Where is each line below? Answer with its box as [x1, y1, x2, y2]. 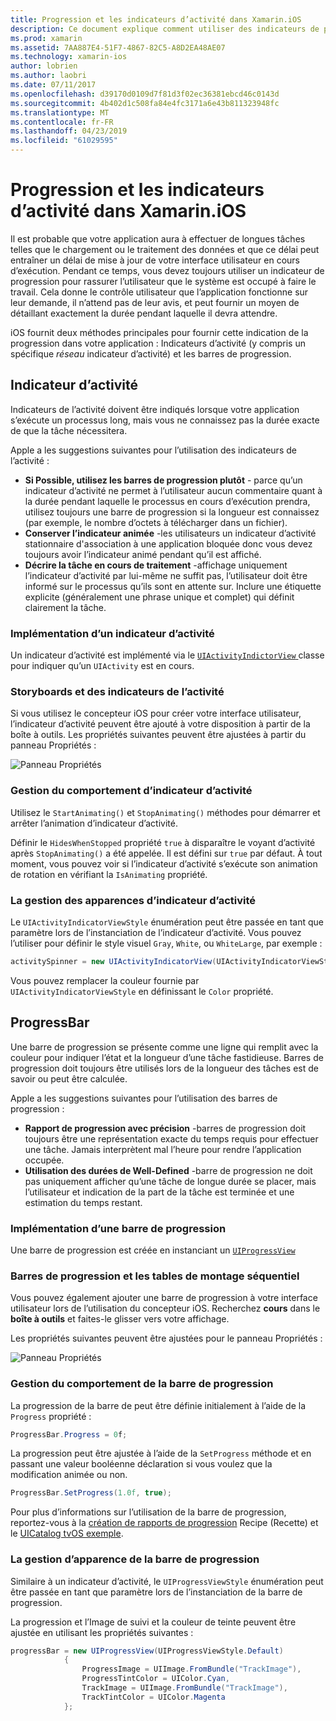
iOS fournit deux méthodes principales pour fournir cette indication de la [10, 326, 309, 338]
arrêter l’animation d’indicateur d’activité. [10, 817, 178, 829]
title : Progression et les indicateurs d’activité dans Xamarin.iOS [10, 14, 302, 25]
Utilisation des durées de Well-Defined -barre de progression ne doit [24, 1164, 313, 1176]
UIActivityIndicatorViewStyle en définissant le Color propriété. [10, 985, 274, 997]
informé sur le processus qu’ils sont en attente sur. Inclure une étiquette [24, 580, 322, 592]
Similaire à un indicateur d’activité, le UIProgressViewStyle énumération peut [10, 1575, 324, 1587]
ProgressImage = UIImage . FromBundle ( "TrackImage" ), [81, 1664, 302, 1675]
